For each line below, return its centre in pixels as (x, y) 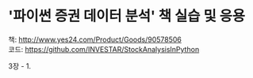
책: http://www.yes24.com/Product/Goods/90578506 (95, 39)
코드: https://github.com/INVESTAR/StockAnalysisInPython (104, 49)
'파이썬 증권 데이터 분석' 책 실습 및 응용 (127, 16)
